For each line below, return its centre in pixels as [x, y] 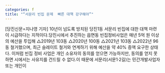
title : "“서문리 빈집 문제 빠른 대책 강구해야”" [49, 14]
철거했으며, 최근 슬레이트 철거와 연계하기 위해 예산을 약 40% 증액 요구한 [80, 47]
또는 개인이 [16, 65]
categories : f [20, 10]
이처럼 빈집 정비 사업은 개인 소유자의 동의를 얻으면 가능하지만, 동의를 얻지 [82, 53]
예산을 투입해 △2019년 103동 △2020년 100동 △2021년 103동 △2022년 [81, 41]
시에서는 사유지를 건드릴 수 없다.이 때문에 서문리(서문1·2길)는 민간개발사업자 [87, 59]
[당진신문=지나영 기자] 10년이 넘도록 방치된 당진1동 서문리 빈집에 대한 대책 [77, 29]
